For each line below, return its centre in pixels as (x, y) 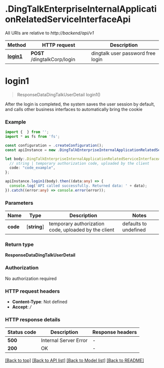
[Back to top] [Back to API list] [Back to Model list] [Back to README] (74, 361)
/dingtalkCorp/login (53, 59)
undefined (134, 230)
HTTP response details (33, 320)
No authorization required (31, 278)
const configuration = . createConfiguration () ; (54, 145)
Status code (22, 332)
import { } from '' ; (27, 132)
